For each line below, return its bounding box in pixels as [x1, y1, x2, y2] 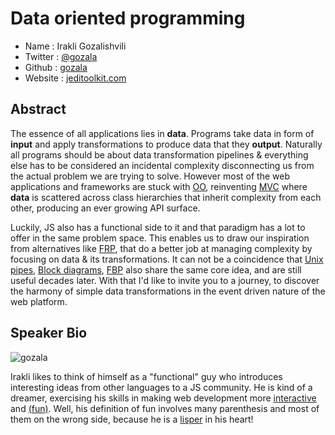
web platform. [10, 295, 68, 307]
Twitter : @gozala [24, 50, 98, 62]
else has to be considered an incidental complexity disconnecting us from [10, 159, 315, 171]
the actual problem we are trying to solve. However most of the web [10, 170, 290, 182]
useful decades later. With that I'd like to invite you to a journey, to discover [10, 274, 320, 286]
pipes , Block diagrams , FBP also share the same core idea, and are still [10, 263, 302, 276]
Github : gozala [24, 61, 88, 73]
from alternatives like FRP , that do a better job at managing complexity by [10, 242, 313, 254]
